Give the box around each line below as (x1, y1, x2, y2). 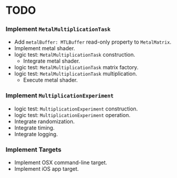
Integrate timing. (14, 124, 55, 131)
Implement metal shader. (14, 45, 76, 52)
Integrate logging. (14, 130, 58, 137)
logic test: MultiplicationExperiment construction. (14, 105, 138, 112)
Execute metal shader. (23, 76, 78, 84)
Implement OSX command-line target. (14, 159, 108, 166)
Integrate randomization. (14, 118, 75, 125)
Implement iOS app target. (14, 165, 79, 173)
